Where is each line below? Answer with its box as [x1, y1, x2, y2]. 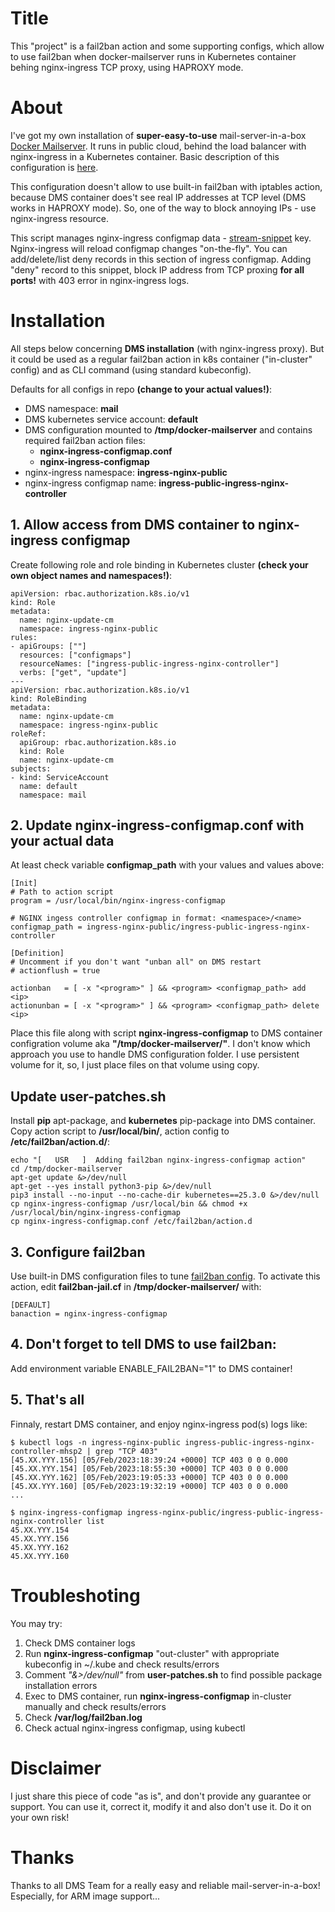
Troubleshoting [10, 1584, 141, 1607]
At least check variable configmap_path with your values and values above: [10, 859, 325, 871]
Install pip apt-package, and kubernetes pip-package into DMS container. [10, 1115, 316, 1127]
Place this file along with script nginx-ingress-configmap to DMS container [10, 1027, 323, 1039]
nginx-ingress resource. [10, 212, 109, 224]
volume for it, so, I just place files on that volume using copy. [10, 1059, 260, 1071]
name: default [19, 781, 78, 791]
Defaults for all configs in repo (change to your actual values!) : [10, 383, 273, 395]
